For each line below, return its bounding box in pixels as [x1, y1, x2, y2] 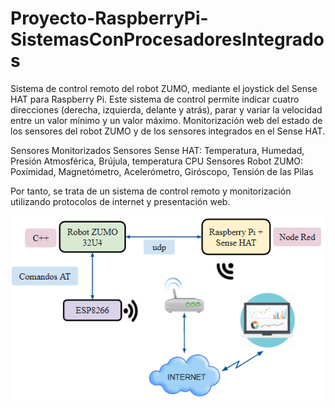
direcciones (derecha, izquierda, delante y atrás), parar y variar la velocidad [10, 103, 323, 116]
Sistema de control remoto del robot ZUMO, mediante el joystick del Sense [10, 82, 318, 94]
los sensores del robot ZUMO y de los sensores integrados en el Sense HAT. [10, 125, 325, 137]
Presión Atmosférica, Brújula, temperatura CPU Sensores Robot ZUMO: [10, 155, 304, 167]
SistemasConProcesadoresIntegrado [10, 28, 325, 51]
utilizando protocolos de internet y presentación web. [10, 195, 231, 207]
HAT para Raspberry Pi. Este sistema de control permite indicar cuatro [10, 93, 300, 105]
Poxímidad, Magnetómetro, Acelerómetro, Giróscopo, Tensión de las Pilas [10, 165, 314, 177]
